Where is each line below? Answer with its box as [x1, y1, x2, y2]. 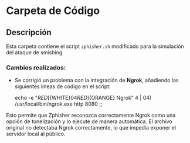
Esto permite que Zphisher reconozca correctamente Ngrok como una [6, 112, 176, 119]
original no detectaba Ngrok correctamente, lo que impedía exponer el [6, 124, 177, 131]
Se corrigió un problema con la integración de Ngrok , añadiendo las [14, 77, 179, 84]
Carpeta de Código [6, 4, 100, 18]
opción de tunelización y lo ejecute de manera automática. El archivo [6, 118, 172, 125]
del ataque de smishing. [6, 49, 65, 56]
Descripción [6, 27, 52, 37]
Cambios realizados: [6, 63, 66, 71]
